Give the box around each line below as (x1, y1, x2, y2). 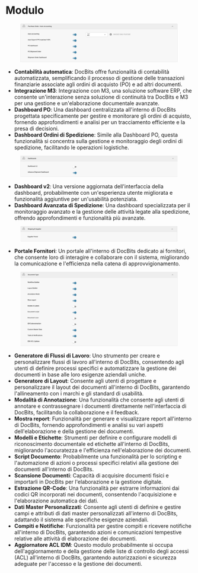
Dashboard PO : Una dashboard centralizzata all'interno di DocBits (14, 106, 176, 113)
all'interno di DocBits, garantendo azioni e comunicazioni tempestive (14, 529, 182, 536)
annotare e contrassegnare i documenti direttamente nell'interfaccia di (14, 403, 187, 410)
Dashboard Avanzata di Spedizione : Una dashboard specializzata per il (14, 202, 190, 208)
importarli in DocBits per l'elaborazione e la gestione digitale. (14, 479, 163, 486)
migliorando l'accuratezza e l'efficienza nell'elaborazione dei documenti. (14, 447, 191, 454)
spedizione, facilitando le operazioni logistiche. (14, 144, 129, 151)
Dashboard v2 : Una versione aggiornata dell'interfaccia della (14, 183, 164, 190)
